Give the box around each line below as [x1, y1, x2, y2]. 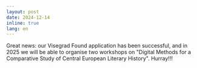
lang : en [6, 25, 28, 32]
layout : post [6, 8, 39, 15]
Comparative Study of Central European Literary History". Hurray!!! [6, 55, 173, 62]
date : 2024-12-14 [6, 14, 50, 20]
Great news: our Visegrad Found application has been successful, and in [6, 42, 188, 49]
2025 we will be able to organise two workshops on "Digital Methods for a [6, 49, 192, 56]
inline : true [6, 20, 39, 26]
